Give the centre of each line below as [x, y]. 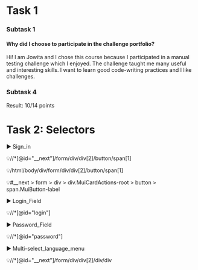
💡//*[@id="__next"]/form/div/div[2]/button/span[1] [69, 158]
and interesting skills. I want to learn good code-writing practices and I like [99, 70]
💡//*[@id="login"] [28, 213]
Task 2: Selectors [51, 130]
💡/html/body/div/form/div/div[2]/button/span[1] [65, 170]
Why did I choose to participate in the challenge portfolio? [81, 43]
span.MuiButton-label [33, 189]
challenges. [21, 77]
